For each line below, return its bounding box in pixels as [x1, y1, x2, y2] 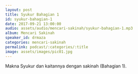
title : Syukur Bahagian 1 [5, 12, 59, 17]
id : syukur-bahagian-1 [5, 16, 52, 21]
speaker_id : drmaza [5, 35, 46, 40]
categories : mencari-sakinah [5, 40, 66, 45]
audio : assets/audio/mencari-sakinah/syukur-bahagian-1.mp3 [5, 26, 133, 31]
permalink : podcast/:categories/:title [5, 44, 88, 49]
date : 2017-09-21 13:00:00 [5, 21, 61, 26]
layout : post [5, 7, 32, 12]
